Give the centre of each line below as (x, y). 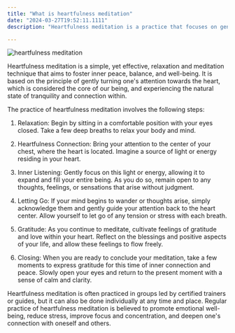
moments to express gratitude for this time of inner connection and (114, 265)
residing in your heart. (49, 159)
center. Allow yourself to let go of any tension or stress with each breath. (122, 216)
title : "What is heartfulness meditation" (70, 14)
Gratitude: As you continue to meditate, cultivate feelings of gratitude (117, 229)
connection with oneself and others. (59, 323)
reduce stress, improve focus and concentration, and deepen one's (124, 316)
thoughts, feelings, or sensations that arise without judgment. (106, 187)
